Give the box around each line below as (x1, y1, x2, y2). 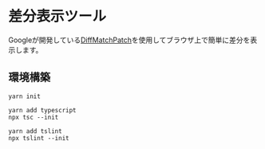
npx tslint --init (8, 134, 69, 142)
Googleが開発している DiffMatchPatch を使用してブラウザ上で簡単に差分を (8, 35, 251, 45)
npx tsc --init (8, 113, 59, 121)
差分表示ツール (8, 7, 107, 25)
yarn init (8, 92, 42, 100)
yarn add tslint (8, 127, 62, 135)
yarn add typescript (8, 106, 77, 114)
